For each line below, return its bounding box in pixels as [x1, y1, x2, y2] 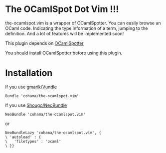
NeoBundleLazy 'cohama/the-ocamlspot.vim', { [5, 130, 101, 135]
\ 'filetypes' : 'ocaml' [5, 139, 61, 144]
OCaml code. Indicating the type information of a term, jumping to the [5, 25, 148, 31]
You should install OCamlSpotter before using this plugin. [5, 50, 123, 56]
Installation [5, 67, 53, 79]
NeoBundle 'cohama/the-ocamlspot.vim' [5, 112, 86, 117]
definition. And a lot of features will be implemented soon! [5, 30, 124, 36]
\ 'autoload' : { [5, 135, 41, 140]
